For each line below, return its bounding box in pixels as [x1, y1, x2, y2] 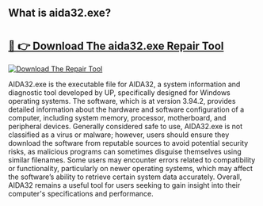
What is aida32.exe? [8, 6, 112, 20]
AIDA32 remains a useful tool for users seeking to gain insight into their [8, 181, 241, 189]
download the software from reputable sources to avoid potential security [8, 139, 249, 147]
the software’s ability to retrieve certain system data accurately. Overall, [8, 172, 242, 181]
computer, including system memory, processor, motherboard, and [8, 113, 227, 122]
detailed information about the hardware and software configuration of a [8, 105, 245, 114]
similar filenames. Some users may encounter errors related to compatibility [8, 155, 256, 165]
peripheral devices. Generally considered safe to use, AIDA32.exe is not [8, 122, 243, 131]
